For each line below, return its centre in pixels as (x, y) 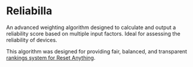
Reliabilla (29, 11)
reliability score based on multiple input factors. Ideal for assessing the (93, 33)
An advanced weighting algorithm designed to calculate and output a (91, 27)
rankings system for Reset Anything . (51, 58)
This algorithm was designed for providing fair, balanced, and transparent (96, 51)
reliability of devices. (32, 40)
